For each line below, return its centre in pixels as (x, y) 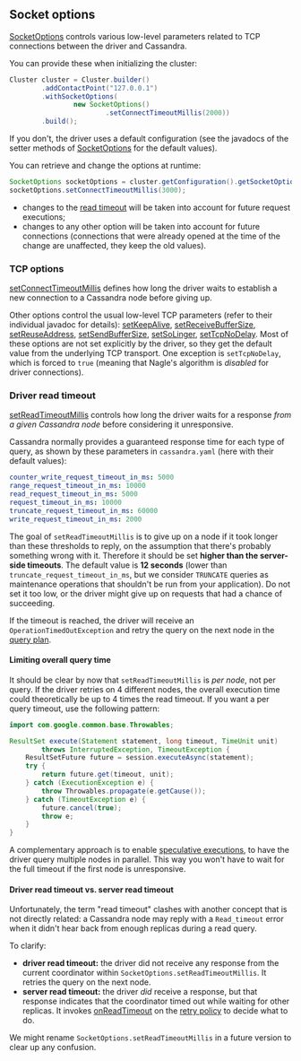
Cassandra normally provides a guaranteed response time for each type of (147, 442)
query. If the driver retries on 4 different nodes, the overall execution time (145, 689)
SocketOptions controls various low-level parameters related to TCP (135, 36)
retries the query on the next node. (86, 982)
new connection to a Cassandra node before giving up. (111, 298)
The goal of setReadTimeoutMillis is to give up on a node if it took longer (144, 536)
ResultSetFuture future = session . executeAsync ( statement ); (140, 758)
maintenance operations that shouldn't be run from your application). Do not (150, 584)
